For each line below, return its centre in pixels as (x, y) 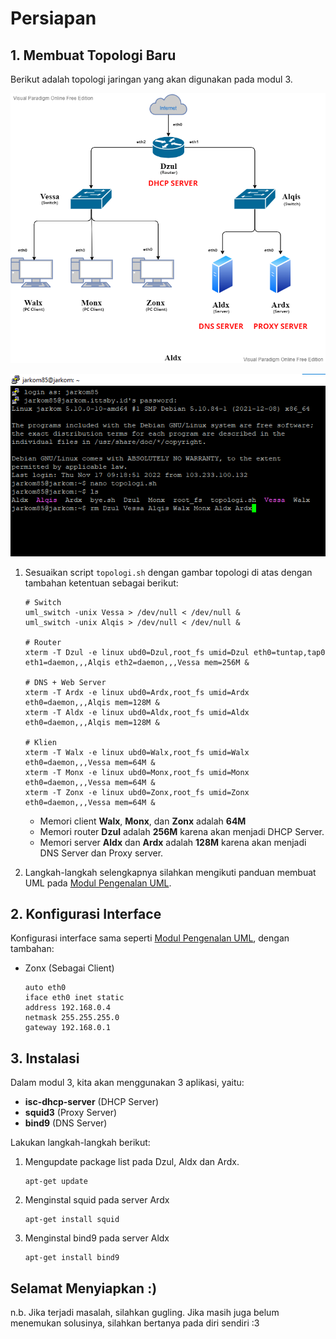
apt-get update (56, 1182)
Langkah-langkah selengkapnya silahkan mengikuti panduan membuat (170, 872)
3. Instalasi (45, 1058)
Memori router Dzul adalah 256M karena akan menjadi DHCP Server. (182, 831)
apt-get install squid (72, 1220)
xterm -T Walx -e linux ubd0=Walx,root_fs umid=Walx (137, 752)
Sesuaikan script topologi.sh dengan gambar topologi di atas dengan (168, 572)
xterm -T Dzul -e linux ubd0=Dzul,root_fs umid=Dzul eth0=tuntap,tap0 (175, 652)
